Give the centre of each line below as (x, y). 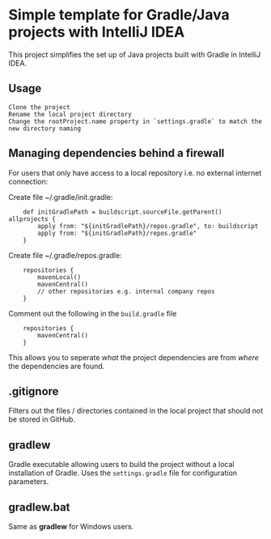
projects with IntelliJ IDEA (97, 32)
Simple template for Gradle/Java (119, 15)
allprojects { (32, 219)
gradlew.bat (39, 507)
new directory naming (45, 128)
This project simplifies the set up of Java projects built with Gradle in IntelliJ (135, 54)
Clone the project (39, 107)
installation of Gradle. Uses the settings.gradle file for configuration (123, 473)
